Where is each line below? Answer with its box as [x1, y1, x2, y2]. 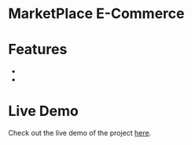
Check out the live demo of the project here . [8, 129, 152, 138]
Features [8, 41, 68, 59]
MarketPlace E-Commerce [8, 5, 185, 23]
